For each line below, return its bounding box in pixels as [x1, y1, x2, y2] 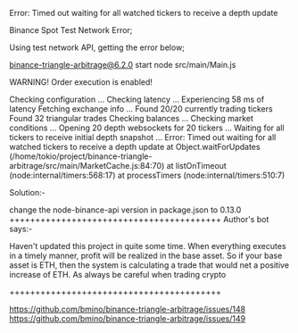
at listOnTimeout [166, 161, 228, 171]
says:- [9, 223, 33, 234]
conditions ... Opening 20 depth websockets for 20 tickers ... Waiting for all [9, 122, 285, 133]
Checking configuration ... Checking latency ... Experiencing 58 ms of [9, 94, 265, 104]
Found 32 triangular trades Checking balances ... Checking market [9, 113, 254, 123]
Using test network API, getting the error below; [9, 42, 186, 53]
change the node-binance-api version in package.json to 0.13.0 [9, 204, 242, 215]
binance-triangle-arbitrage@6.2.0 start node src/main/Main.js [9, 60, 236, 70]
